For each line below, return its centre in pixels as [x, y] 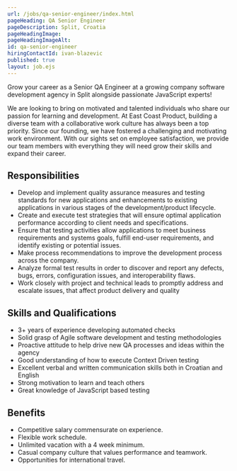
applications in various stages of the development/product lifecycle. [116, 208]
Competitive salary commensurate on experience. [90, 430]
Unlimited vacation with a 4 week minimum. [81, 445]
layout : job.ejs [31, 67]
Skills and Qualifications [62, 313]
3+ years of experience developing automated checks [96, 330]
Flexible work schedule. [52, 438]
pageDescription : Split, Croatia [57, 27]
